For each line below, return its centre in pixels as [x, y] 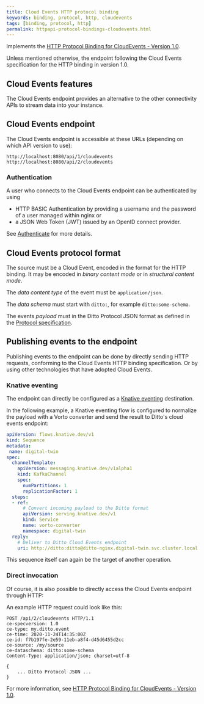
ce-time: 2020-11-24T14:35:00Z [46, 634]
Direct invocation [32, 576]
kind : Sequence [26, 440]
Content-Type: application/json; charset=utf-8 [68, 656]
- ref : [20, 503]
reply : [20, 537]
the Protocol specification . [39, 322]
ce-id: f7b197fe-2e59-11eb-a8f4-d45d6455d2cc [65, 640]
